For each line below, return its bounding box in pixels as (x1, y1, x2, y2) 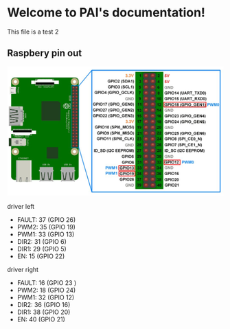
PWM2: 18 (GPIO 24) (16, 286, 76, 295)
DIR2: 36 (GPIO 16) (16, 301, 71, 309)
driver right (7, 266, 39, 274)
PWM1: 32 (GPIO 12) (16, 293, 75, 302)
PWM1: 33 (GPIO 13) (16, 230, 75, 238)
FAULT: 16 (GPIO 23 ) (16, 279, 77, 287)
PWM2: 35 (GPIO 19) (16, 223, 76, 231)
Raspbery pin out (7, 47, 82, 59)
